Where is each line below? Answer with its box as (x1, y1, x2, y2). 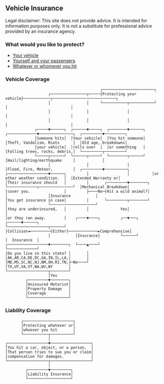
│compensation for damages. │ (5, 354, 94, 359)
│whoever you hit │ (21, 327, 76, 332)
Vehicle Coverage (5, 76, 50, 83)
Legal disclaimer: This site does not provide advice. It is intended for (5, 17, 147, 23)
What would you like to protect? (5, 40, 85, 48)
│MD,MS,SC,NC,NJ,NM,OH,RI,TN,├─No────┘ (5, 260, 89, 265)
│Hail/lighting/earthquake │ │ (5, 158, 105, 163)
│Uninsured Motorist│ (25, 282, 71, 287)
